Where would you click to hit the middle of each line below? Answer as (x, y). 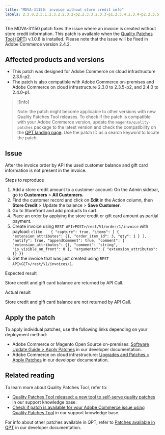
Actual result (18, 292)
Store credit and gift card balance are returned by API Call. (64, 283)
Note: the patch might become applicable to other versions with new (86, 112)
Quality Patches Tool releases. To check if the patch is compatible (84, 117)
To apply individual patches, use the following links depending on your (76, 329)
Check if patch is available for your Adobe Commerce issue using (78, 407)
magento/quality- (133, 122)
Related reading (30, 376)
